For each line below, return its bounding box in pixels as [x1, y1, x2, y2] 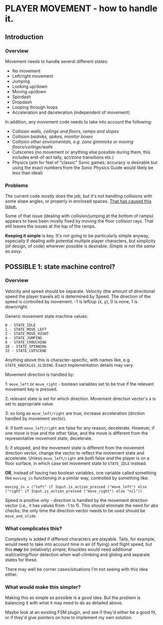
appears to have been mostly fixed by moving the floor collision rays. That [5, 218, 154, 224]
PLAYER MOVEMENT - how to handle [5, 3, 158, 14]
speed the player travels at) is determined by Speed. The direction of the [5, 293, 151, 299]
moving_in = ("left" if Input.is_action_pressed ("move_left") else [5, 484, 147, 489]
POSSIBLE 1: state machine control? [5, 262, 115, 271]
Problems [5, 182, 28, 188]
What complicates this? [5, 525, 62, 532]
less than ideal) [12, 169, 43, 176]
